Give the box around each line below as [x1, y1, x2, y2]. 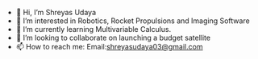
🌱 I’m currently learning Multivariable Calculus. [15, 25, 172, 33]
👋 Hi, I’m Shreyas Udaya [15, 8, 97, 17]
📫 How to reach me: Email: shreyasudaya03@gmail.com [15, 42, 203, 51]
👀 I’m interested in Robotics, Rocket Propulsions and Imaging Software [15, 16, 250, 26]
